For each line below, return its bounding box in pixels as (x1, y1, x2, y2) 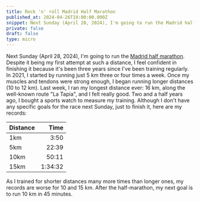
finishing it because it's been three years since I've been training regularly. (6, 65, 189, 72)
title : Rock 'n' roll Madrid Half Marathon (6, 8, 116, 15)
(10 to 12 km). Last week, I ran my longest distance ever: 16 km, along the (6, 84, 186, 91)
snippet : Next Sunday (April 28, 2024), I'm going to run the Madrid (6, 20, 183, 26)
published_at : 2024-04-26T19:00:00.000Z (6, 14, 108, 20)
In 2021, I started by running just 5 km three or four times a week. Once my (6, 72, 189, 78)
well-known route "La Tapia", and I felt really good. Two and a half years (6, 90, 183, 97)
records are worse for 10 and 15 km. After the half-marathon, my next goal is (6, 184, 193, 191)
